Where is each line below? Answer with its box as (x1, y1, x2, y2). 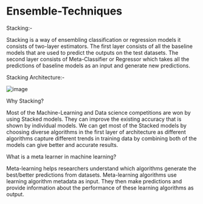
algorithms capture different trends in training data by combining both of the (6, 135, 198, 142)
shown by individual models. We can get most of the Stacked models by (6, 121, 187, 129)
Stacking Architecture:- (6, 73, 65, 81)
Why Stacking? (6, 97, 44, 104)
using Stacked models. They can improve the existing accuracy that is (6, 115, 182, 123)
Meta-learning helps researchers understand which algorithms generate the (6, 165, 196, 172)
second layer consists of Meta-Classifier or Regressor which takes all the (6, 55, 190, 63)
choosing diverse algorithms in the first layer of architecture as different (6, 128, 187, 135)
